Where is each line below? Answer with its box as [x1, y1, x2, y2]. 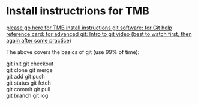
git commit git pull [6, 85, 51, 92]
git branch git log [6, 92, 49, 99]
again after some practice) [6, 37, 72, 44]
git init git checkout [6, 60, 54, 67]
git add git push [6, 73, 45, 80]
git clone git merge [6, 66, 53, 73]
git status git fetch [6, 79, 51, 86]
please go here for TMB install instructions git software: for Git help [6, 24, 173, 31]
